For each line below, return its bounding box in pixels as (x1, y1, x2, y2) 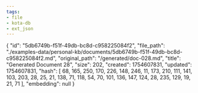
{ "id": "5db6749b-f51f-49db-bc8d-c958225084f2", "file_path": (6, 42, 166, 49)
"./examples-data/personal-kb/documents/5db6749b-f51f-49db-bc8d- (6, 49, 182, 56)
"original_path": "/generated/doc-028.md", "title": (58, 55, 181, 62)
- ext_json (6, 25, 34, 32)
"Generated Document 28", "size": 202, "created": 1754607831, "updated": (6, 61, 192, 68)
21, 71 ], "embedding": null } (6, 80, 75, 88)
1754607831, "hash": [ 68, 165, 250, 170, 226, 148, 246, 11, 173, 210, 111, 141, (6, 67, 193, 75)
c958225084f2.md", (6, 55, 57, 62)
